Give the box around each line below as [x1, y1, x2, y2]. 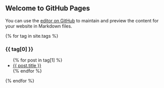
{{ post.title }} [12, 63, 42, 69]
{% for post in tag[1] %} [12, 57, 63, 63]
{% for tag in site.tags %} [5, 33, 59, 39]
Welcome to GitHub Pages [5, 4, 90, 13]
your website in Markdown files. [5, 23, 72, 29]
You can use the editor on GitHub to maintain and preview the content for [5, 17, 159, 23]
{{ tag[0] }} [5, 45, 34, 52]
